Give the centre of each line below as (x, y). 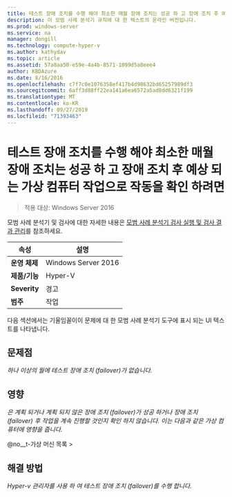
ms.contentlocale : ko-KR (43, 104)
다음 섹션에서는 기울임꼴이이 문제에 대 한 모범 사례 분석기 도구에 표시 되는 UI (109, 320)
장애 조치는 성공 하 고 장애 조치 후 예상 (108, 169)
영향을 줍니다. (44, 429)
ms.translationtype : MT (41, 97)
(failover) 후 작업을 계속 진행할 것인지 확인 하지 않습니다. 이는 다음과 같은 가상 (112, 421)
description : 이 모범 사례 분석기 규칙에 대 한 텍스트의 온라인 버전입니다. (102, 20)
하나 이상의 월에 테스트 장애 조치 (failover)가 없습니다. (80, 371)
